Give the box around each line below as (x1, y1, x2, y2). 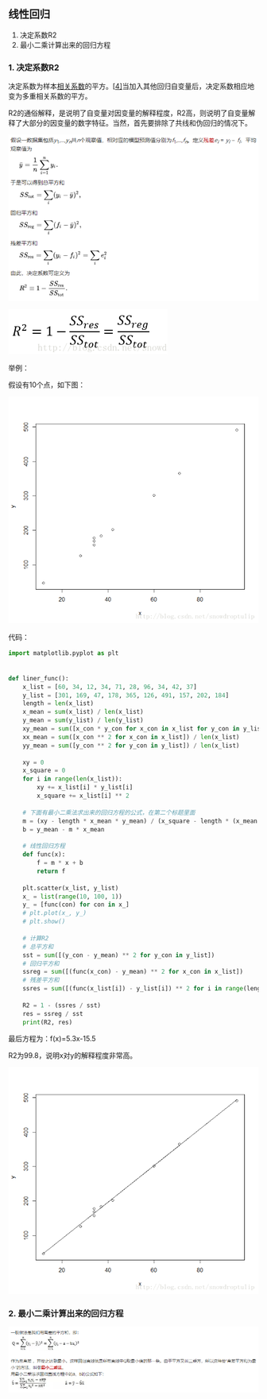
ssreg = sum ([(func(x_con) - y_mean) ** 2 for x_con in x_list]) (22, 968, 244, 976)
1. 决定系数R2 (8, 62, 60, 73)
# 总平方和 (22, 943, 54, 951)
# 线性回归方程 (22, 842, 66, 851)
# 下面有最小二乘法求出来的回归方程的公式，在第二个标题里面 (22, 808, 195, 816)
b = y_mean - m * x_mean (22, 825, 105, 833)
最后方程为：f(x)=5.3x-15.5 (8, 1033, 97, 1043)
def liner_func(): (8, 674, 69, 682)
